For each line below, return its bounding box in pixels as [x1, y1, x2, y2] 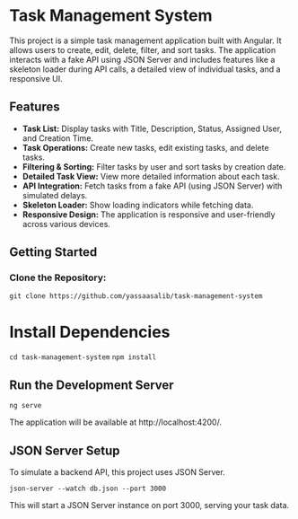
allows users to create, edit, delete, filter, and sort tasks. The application [9, 44, 276, 55]
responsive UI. [9, 73, 63, 84]
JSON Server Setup [9, 443, 120, 458]
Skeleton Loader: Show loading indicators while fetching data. [22, 199, 254, 210]
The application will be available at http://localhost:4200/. [9, 417, 223, 427]
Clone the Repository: [9, 271, 107, 284]
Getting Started [9, 244, 98, 260]
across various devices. [22, 218, 110, 229]
